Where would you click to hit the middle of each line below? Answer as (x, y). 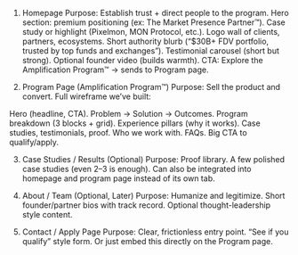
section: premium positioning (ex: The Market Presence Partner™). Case (154, 22)
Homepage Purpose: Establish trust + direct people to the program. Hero (155, 13)
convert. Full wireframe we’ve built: (86, 96)
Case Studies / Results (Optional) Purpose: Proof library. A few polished (153, 159)
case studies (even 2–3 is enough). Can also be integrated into (137, 169)
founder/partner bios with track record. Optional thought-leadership (146, 205)
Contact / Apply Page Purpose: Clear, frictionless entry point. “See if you (155, 232)
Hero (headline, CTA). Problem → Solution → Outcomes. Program (129, 114)
